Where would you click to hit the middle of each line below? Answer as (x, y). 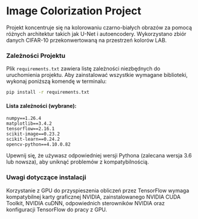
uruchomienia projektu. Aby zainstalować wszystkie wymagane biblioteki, (97, 75)
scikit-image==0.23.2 (33, 134)
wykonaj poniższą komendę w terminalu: (57, 81)
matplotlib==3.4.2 (29, 124)
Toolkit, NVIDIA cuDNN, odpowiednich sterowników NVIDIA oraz (86, 203)
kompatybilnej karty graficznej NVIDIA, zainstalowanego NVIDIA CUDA (93, 197)
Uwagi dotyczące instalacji (46, 177)
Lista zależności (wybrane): (41, 106)
